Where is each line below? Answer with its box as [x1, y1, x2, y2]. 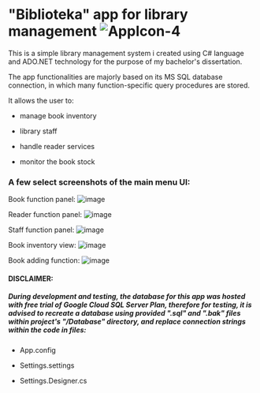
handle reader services [19, 141, 95, 151]
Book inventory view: [8, 241, 76, 250]
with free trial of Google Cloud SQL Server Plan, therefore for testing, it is [8, 300, 252, 309]
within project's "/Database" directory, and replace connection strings [8, 317, 247, 327]
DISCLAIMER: [8, 274, 54, 283]
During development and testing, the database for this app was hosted [8, 292, 246, 301]
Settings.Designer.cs [19, 376, 87, 385]
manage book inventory [19, 110, 97, 120]
